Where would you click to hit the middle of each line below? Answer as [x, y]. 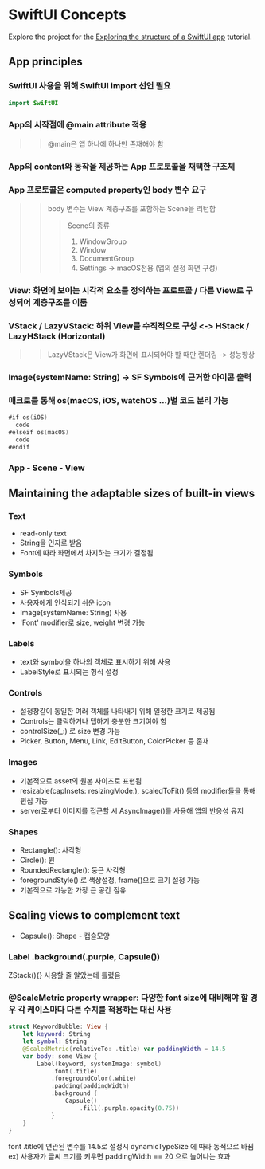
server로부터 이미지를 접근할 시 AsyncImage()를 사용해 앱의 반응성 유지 [132, 810]
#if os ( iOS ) [28, 418]
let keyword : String [57, 1034]
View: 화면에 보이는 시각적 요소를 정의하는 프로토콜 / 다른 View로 [126, 290]
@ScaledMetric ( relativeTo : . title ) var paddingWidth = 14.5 [124, 1049]
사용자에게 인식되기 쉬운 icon [65, 602]
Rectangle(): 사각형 [51, 849]
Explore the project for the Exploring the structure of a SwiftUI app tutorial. [130, 37]
